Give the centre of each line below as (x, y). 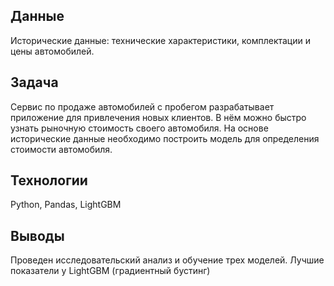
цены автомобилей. (52, 51)
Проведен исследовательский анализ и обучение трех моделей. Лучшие (167, 260)
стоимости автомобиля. (61, 149)
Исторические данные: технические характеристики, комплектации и (160, 40)
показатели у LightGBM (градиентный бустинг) (110, 271)
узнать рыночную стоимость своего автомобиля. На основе (139, 128)
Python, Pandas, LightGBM (66, 205)
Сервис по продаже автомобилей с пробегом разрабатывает (142, 106)
